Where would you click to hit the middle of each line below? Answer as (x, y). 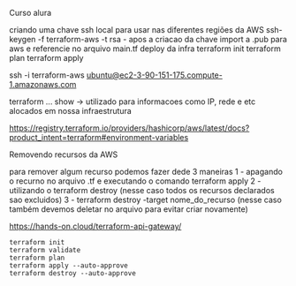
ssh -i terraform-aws (47, 75)
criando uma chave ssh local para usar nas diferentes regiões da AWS (137, 30)
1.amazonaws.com (43, 84)
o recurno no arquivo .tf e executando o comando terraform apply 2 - (135, 181)
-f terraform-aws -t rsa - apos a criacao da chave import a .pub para (162, 39)
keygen (23, 39)
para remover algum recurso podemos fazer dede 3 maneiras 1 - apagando (146, 172)
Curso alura (30, 13)
